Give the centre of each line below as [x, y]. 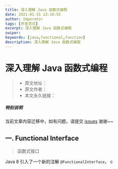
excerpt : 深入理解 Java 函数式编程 [38, 28]
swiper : [13, 33]
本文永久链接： [40, 95]
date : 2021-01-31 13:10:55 [33, 14]
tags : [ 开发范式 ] [22, 24]
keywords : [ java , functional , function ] [45, 38]
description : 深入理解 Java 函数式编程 [43, 42]
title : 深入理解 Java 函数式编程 [36, 10]
